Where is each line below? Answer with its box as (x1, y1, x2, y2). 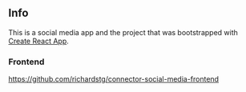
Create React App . (8, 36, 70, 46)
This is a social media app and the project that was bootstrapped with (8, 27, 239, 37)
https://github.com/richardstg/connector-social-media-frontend (8, 74, 219, 84)
